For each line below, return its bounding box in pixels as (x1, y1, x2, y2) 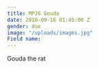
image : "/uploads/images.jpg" (7, 29, 94, 36)
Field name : (7, 36, 41, 43)
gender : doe (7, 23, 41, 30)
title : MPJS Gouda (7, 10, 59, 17)
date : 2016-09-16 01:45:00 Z (7, 16, 90, 23)
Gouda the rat (7, 54, 46, 63)
